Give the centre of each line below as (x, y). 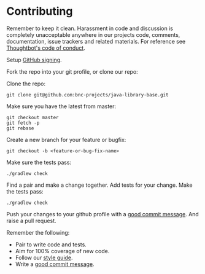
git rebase (20, 128)
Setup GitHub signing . (34, 60)
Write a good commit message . (55, 264)
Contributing (40, 11)
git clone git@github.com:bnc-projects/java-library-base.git (87, 95)
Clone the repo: (26, 84)
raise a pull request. (31, 221)
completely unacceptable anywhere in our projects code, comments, (93, 34)
